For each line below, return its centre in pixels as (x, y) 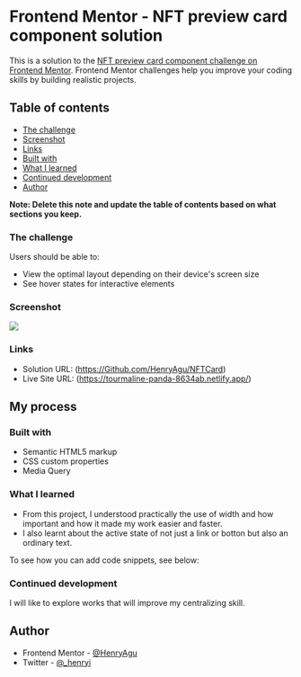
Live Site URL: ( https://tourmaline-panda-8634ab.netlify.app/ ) (137, 379)
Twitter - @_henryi (57, 662)
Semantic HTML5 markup (70, 452)
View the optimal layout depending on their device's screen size (141, 274)
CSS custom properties (66, 461)
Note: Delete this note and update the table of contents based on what (143, 204)
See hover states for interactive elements (98, 284)
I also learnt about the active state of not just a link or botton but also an (155, 533)
